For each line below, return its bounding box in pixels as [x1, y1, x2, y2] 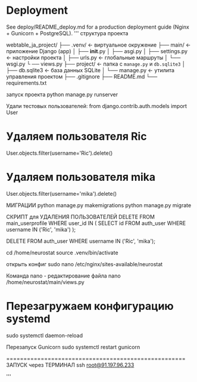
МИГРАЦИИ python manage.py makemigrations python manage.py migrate [6, 201, 192, 209]
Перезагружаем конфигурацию [6, 300, 174, 313]
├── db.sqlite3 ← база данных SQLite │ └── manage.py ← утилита [6, 66, 174, 73]
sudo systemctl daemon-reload [6, 332, 83, 339]
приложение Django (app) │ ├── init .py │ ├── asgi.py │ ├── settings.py [6, 47, 188, 54]
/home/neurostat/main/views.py [6, 278, 85, 285]
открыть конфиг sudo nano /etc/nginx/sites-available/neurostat [6, 260, 163, 267]
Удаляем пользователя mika [6, 171, 156, 184]
